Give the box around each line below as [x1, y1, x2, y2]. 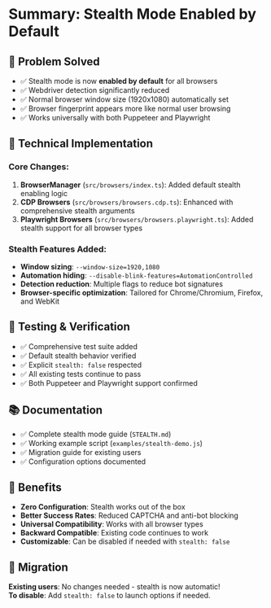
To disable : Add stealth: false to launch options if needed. [8, 591, 211, 601]
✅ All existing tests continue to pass [20, 369, 142, 378]
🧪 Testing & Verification [8, 320, 130, 334]
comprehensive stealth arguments [20, 205, 136, 216]
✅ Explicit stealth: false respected [20, 360, 142, 370]
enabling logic [20, 188, 68, 198]
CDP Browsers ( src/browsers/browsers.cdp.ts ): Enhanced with [20, 197, 234, 207]
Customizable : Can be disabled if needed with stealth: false [20, 536, 230, 546]
